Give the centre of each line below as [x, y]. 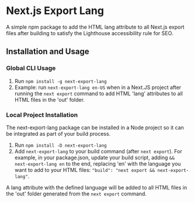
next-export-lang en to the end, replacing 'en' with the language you [98, 164]
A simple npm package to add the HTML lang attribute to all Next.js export [95, 27]
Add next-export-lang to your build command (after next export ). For [98, 151]
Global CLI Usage [31, 68]
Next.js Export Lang [55, 11]
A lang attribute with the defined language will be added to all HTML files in [96, 187]
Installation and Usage [48, 52]
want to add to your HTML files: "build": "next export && [85, 170]
